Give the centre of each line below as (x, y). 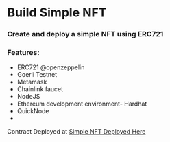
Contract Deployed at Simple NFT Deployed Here (76, 132)
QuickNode (33, 111)
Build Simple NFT (57, 13)
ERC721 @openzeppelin (51, 67)
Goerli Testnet (37, 75)
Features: (23, 53)
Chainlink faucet (40, 89)
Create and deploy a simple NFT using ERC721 (85, 34)
